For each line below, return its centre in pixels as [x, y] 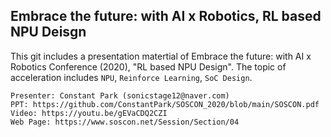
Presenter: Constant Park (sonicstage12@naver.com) [120, 95]
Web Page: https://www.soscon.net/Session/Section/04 [125, 122]
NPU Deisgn [48, 32]
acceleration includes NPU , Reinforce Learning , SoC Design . [131, 77]
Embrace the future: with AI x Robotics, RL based [166, 16]
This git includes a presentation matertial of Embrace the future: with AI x [161, 56]
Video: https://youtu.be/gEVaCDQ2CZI [89, 113]
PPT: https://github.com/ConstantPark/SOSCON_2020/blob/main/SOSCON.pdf [165, 104]
